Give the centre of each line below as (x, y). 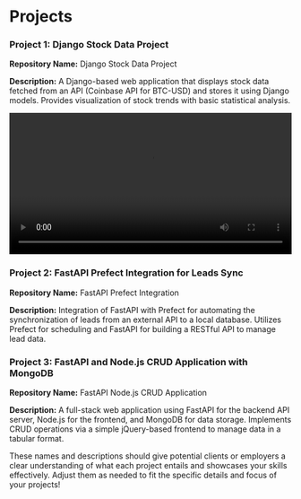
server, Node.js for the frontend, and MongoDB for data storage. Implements (150, 420)
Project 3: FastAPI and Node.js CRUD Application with (129, 362)
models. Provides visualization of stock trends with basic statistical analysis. (150, 101)
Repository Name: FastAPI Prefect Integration (94, 293)
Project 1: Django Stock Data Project (89, 45)
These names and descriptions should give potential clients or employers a (148, 456)
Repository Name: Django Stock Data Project (93, 64)
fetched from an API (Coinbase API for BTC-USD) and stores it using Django (149, 91)
